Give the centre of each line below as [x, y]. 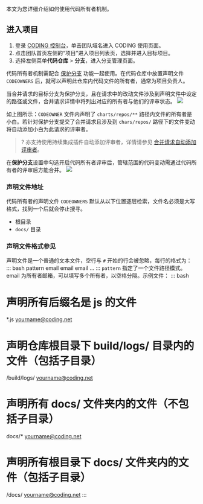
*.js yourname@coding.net [39, 319]
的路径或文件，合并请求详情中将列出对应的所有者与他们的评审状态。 [91, 101]
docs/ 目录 [28, 229]
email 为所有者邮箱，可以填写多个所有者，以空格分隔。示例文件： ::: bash [98, 276]
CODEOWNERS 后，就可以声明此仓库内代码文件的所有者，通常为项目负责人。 [97, 81]
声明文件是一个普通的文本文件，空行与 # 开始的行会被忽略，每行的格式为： [99, 261]
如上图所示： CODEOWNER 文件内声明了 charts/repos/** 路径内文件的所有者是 [99, 114]
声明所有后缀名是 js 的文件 [72, 302]
